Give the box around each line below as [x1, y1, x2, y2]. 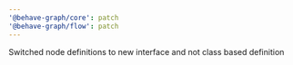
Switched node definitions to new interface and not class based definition [8, 46, 285, 57]
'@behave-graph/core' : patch [8, 13, 119, 23]
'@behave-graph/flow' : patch [8, 22, 119, 31]
